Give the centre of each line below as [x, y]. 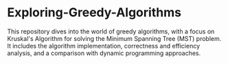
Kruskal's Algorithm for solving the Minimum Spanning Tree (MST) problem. [114, 38]
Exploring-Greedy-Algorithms [94, 13]
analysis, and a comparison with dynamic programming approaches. [104, 53]
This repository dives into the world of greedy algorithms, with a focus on [111, 31]
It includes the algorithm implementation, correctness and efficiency [104, 46]
